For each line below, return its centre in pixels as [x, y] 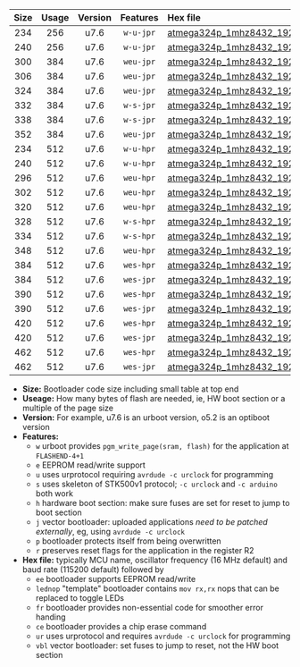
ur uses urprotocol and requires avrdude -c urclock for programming [163, 636]
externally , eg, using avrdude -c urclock [110, 532]
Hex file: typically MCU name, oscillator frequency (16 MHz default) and [155, 560]
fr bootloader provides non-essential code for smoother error [149, 608]
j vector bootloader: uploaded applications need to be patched [151, 522]
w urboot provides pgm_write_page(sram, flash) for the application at [162, 446]
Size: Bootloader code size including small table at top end [130, 389]
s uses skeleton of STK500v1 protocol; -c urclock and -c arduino [157, 484]
